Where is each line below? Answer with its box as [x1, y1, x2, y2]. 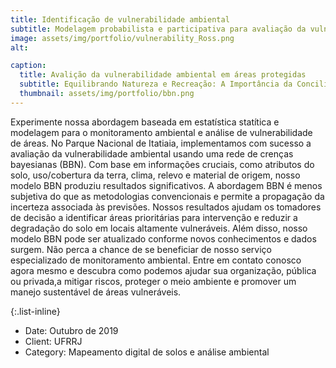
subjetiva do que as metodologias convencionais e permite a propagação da [10, 190, 325, 202]
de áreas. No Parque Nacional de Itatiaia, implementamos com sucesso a [10, 137, 312, 149]
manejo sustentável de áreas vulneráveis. [10, 286, 182, 298]
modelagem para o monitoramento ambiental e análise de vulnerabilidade [10, 126, 313, 138]
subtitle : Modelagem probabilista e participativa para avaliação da [10, 24, 307, 34]
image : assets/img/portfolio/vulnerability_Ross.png [10, 33, 235, 43]
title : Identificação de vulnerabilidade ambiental [10, 14, 230, 25]
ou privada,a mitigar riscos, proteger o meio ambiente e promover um [10, 275, 297, 287]
